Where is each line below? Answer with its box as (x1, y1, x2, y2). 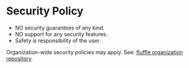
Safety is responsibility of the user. (14, 37, 101, 44)
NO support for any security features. (14, 30, 108, 37)
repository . (6, 55, 33, 62)
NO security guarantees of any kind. (14, 24, 105, 31)
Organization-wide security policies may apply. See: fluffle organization (6, 48, 183, 55)
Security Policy (6, 4, 84, 18)
